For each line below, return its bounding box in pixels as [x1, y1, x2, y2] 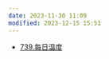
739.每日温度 [19, 41, 63, 52]
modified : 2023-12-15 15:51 [8, 19, 102, 27]
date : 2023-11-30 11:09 [8, 11, 88, 20]
